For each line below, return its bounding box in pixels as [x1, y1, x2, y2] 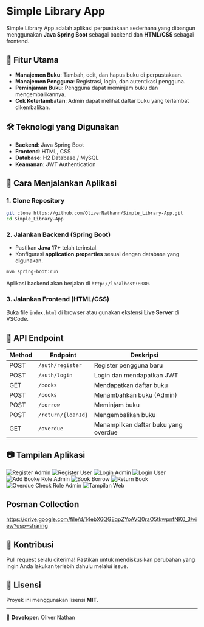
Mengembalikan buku [93, 411, 156, 419]
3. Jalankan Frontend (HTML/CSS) [6, 295, 109, 304]
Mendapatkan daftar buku [93, 381, 168, 390]
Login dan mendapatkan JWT [93, 371, 178, 380]
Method [9, 351, 33, 360]
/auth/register [38, 362, 82, 369]
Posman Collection [6, 499, 80, 510]
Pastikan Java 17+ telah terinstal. [15, 244, 98, 251]
